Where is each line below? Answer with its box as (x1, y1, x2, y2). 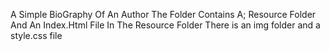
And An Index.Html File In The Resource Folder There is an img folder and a (10, 19, 321, 31)
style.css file (10, 30, 63, 41)
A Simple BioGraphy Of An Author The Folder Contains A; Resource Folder (10, 9, 317, 20)
